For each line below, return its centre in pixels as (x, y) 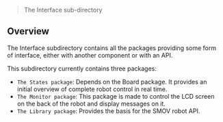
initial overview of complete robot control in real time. (92, 89)
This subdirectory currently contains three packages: (82, 69)
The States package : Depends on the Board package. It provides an (112, 82)
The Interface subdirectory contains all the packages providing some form (112, 48)
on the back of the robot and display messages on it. (91, 103)
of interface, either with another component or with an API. (90, 55)
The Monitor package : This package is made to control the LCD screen (116, 96)
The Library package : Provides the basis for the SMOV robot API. (108, 111)
